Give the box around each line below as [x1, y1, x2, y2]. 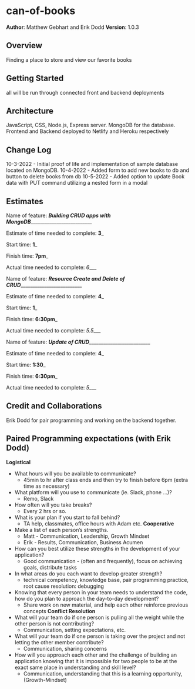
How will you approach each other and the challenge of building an [14, 651, 177, 658]
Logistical [6, 458, 31, 465]
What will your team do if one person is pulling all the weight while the [14, 614, 184, 621]
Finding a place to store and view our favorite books [6, 56, 132, 63]
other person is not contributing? [14, 620, 95, 627]
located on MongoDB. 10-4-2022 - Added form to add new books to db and [6, 167, 190, 174]
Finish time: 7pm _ [6, 252, 49, 259]
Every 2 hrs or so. [23, 507, 66, 514]
